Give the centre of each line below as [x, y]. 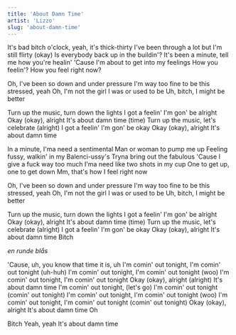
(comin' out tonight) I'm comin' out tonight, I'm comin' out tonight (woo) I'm [118, 295]
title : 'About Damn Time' [45, 14]
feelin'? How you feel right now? [54, 70]
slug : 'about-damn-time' [44, 27]
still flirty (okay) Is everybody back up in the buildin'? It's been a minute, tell [118, 55]
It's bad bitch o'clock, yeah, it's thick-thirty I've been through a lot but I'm [115, 48]
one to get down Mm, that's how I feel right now [77, 172]
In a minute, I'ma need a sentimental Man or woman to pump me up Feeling [118, 149]
